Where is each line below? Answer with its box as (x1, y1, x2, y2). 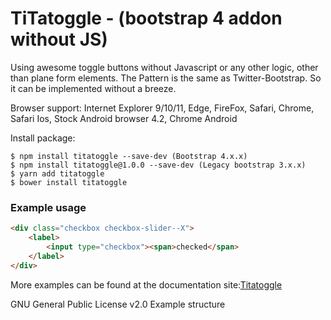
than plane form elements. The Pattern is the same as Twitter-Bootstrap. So (10, 72, 322, 84)
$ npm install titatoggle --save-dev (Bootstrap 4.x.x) (10, 151, 248, 161)
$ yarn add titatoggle (10, 168, 105, 179)
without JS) (10, 28, 108, 51)
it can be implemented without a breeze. (10, 82, 177, 94)
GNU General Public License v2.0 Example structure (10, 298, 226, 310)
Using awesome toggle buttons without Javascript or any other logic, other (10, 61, 319, 73)
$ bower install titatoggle (10, 177, 128, 187)
